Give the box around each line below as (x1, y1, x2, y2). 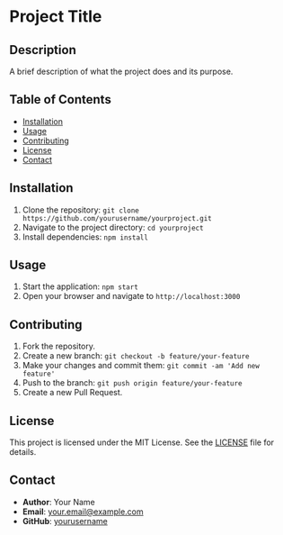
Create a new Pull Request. (22, 387, 123, 398)
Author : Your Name (22, 496, 96, 507)
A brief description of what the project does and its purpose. (9, 66, 234, 77)
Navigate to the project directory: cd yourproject (22, 222, 204, 232)
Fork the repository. (22, 340, 96, 352)
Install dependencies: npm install (22, 231, 148, 242)
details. (9, 447, 37, 458)
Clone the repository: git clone (22, 204, 139, 215)
